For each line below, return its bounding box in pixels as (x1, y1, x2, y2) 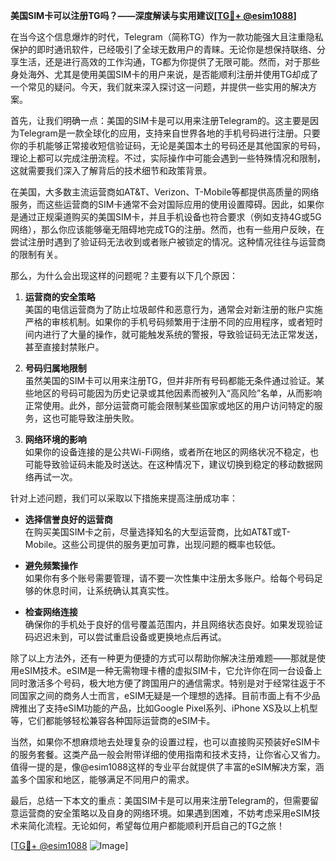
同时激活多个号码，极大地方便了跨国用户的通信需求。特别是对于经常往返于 (10, 677, 317, 689)
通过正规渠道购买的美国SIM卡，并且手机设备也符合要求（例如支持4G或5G (18, 211, 322, 223)
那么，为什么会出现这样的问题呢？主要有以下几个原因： (10, 270, 238, 281)
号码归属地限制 (24, 362, 87, 374)
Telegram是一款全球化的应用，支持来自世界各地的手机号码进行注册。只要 (18, 127, 321, 139)
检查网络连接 (24, 606, 78, 618)
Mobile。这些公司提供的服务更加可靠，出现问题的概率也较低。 (24, 539, 282, 550)
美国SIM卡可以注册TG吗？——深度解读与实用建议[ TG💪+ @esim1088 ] (10, 10, 297, 21)
